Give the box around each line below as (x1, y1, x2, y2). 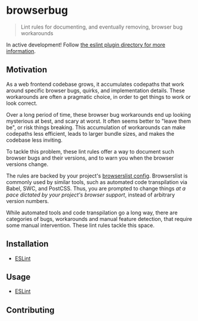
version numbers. (6, 197, 49, 204)
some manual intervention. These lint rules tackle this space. (6, 222, 155, 229)
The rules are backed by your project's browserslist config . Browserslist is (6, 172, 188, 179)
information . (6, 47, 36, 54)
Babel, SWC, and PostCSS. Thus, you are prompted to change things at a (6, 185, 186, 192)
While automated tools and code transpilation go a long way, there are (6, 209, 178, 216)
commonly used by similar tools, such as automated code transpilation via (6, 178, 187, 185)
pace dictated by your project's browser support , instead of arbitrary (6, 191, 175, 198)
